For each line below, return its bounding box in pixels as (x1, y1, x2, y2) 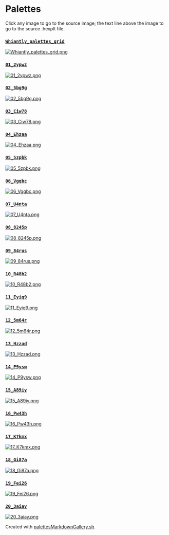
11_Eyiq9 (5, 294, 27, 300)
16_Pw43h (5, 410, 27, 416)
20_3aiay (5, 503, 27, 509)
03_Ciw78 (5, 108, 27, 114)
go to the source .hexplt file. (5, 25, 65, 31)
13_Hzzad (5, 341, 27, 346)
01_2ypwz (5, 62, 27, 67)
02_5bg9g (5, 85, 27, 91)
